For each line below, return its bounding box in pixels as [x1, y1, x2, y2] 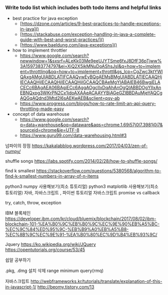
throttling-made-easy [19, 106, 64, 112]
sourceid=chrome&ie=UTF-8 [19, 127, 79, 133]
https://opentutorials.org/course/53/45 [5, 247, 85, 253]
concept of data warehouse [12, 111, 70, 117]
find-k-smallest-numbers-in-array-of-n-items [5, 173, 99, 179]
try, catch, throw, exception [5, 200, 61, 206]
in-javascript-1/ [5, 284, 36, 290]
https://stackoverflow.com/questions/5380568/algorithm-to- [36, 168, 161, 174]
